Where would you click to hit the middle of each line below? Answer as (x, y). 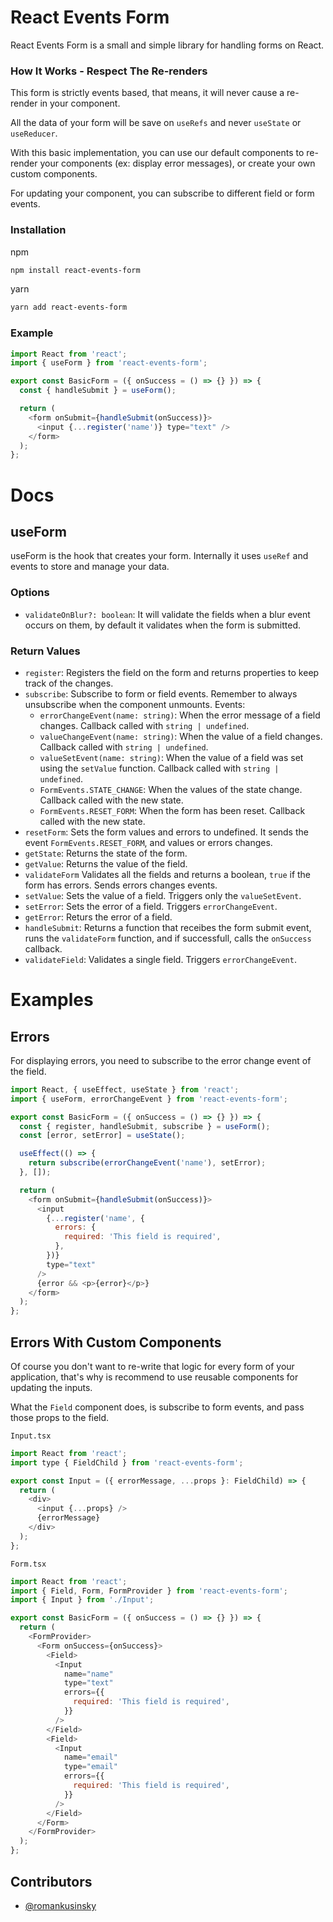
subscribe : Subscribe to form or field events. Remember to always (161, 693)
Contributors (51, 1881)
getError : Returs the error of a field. (98, 917)
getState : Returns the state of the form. (106, 853)
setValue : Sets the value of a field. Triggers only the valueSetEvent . (163, 895)
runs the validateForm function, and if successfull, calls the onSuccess (168, 938)
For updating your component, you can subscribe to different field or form (162, 193)
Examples (52, 1000)
